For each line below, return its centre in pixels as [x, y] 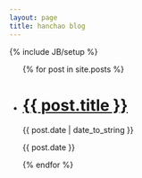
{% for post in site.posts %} [73, 69]
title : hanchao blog [48, 26]
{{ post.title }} [75, 105]
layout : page [33, 18]
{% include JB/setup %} [54, 51]
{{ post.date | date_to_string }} [78, 130]
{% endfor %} [48, 165]
